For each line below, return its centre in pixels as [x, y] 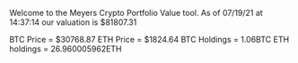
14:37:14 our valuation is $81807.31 [73, 22]
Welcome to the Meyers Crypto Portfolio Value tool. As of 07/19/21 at [136, 13]
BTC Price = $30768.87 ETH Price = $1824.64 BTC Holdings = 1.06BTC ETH [149, 39]
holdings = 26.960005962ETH [66, 49]
